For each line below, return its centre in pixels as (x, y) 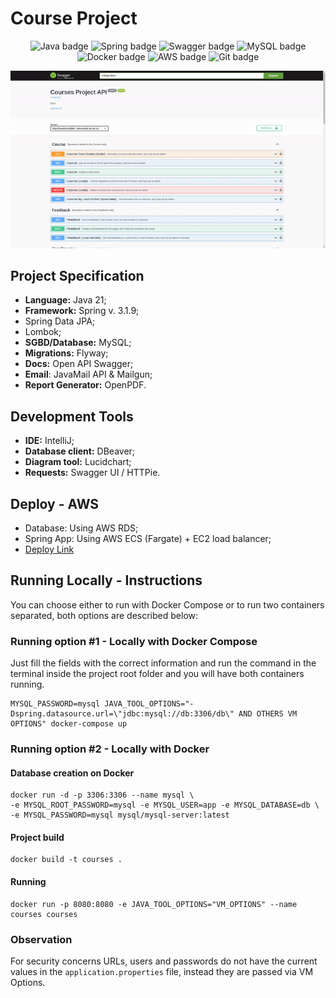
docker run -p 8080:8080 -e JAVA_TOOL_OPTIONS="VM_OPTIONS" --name (154, 904)
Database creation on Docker (72, 773)
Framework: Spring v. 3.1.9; (82, 311)
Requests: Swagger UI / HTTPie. (92, 473)
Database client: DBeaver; (80, 451)
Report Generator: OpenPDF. (85, 385)
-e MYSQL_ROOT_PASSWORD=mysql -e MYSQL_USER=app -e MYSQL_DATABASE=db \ (165, 805)
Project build (37, 837)
